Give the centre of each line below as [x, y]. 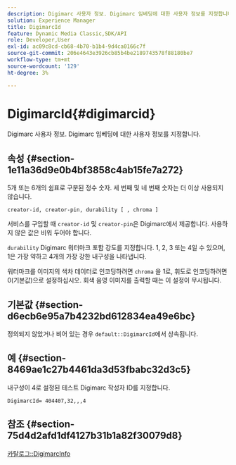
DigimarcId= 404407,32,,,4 [47, 401]
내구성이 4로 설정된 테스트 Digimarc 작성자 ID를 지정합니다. [89, 387]
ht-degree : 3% [28, 73]
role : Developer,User [39, 40]
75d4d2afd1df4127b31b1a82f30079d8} [95, 436]
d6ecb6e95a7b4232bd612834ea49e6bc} [101, 316]
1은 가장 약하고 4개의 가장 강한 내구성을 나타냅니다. [77, 256]
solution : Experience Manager [52, 20]
